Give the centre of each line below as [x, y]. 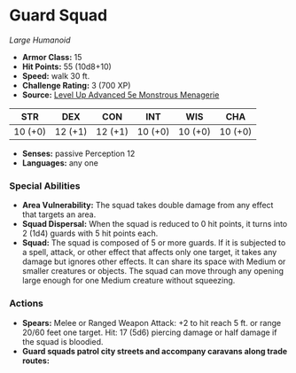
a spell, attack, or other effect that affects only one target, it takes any [149, 253]
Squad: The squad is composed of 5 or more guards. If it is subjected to [154, 243]
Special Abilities [45, 185]
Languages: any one [60, 163]
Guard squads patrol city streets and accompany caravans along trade [155, 351]
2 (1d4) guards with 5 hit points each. [90, 233]
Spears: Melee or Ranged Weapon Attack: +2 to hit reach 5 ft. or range [152, 322]
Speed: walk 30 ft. [56, 75]
